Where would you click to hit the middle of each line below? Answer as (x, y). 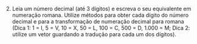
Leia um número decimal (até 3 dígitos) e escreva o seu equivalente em (102, 9)
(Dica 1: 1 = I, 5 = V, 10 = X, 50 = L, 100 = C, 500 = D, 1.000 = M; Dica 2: (101, 28)
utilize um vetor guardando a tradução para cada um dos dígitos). (94, 34)
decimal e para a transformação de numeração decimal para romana (98, 21)
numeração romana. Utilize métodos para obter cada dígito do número (100, 15)
